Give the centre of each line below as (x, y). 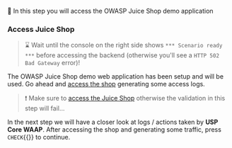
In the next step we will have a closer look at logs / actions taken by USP (113, 122)
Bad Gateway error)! (52, 63)
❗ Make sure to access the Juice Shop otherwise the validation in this (125, 98)
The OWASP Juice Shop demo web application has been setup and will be (116, 76)
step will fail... (45, 108)
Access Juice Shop (41, 29)
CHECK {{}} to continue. (39, 137)
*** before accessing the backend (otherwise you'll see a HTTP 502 (122, 55)
